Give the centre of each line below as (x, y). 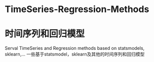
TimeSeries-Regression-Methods (77, 9)
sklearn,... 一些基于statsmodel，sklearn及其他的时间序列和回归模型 (75, 54)
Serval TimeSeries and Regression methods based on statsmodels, (75, 48)
